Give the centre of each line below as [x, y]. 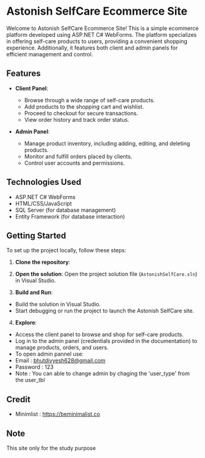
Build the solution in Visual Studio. [58, 304]
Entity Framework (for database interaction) [70, 216]
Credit [18, 399]
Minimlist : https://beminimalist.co [58, 414]
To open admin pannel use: [49, 354]
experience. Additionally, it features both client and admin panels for [92, 48]
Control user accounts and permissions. [74, 163]
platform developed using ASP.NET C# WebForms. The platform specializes [102, 34]
